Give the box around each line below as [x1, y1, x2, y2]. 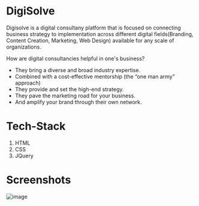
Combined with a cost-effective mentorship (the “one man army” [14, 73, 175, 80]
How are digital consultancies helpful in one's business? [6, 55, 145, 62]
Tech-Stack [6, 120, 66, 133]
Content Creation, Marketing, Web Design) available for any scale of [6, 37, 174, 44]
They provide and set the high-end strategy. [14, 85, 124, 92]
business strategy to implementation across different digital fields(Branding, [6, 30, 194, 37]
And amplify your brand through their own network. [14, 98, 142, 106]
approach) [14, 79, 41, 86]
